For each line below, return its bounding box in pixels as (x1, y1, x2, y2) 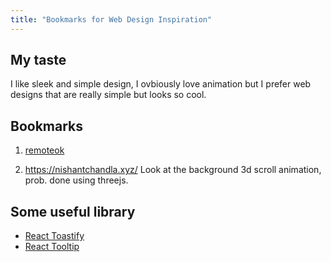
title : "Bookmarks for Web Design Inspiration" (10, 14, 213, 25)
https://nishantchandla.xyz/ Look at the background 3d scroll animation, (24, 164, 322, 176)
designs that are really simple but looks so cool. (10, 89, 207, 101)
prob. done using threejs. (24, 174, 129, 186)
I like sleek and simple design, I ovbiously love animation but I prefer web (10, 78, 312, 90)
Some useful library (10, 203, 136, 220)
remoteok (24, 144, 65, 156)
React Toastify (24, 230, 85, 242)
